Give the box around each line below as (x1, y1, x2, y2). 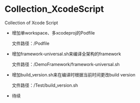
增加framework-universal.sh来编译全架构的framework (11, 51, 121, 57)
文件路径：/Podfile (11, 40, 50, 46)
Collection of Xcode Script (4, 20, 58, 26)
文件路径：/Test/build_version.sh (11, 82, 78, 88)
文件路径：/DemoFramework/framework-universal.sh (11, 61, 120, 67)
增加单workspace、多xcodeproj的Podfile (11, 30, 95, 35)
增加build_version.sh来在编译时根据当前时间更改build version (11, 71, 136, 77)
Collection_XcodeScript (4, 3, 104, 15)
